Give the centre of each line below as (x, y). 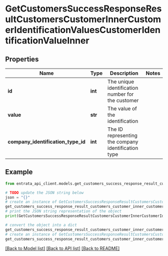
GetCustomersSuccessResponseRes (83, 9)
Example (19, 172)
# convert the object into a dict (41, 225)
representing (122, 136)
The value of (122, 108)
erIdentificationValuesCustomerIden (83, 30)
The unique (121, 82)
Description (124, 73)
